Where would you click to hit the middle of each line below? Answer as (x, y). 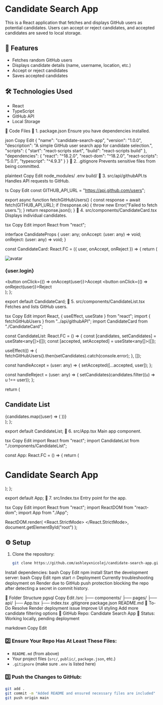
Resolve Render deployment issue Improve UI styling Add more (75, 608)
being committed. (23, 166)
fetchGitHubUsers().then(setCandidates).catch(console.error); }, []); (73, 355)
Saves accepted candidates (40, 75)
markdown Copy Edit (26, 628)
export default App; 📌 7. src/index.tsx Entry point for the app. (66, 498)
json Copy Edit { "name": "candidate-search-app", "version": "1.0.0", (73, 140)
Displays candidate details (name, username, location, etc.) (72, 65)
